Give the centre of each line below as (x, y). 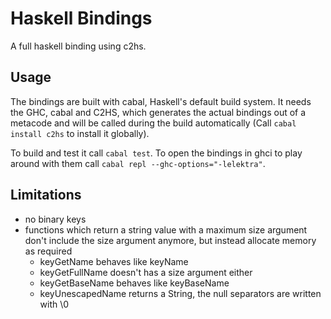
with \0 (54, 304)
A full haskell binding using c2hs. (78, 46)
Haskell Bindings (81, 18)
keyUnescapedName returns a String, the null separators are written (180, 293)
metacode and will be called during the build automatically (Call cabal (153, 123)
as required (48, 251)
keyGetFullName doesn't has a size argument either (146, 272)
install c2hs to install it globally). (80, 133)
